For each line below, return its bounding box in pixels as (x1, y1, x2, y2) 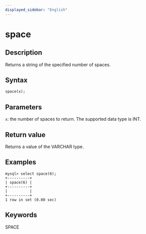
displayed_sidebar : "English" (5, 7, 68, 12)
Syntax (5, 76, 28, 84)
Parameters (5, 103, 42, 111)
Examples (5, 158, 36, 166)
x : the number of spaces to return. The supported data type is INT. (5, 116, 142, 122)
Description (5, 48, 42, 57)
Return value (5, 130, 46, 139)
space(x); (5, 89, 26, 94)
